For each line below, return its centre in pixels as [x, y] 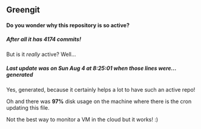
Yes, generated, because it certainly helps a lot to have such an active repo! [101, 89]
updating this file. [28, 107]
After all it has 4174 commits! [44, 39]
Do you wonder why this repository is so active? [68, 25]
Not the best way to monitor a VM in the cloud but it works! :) [82, 119]
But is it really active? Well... [41, 54]
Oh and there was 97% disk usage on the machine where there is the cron [99, 101]
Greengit [23, 10]
